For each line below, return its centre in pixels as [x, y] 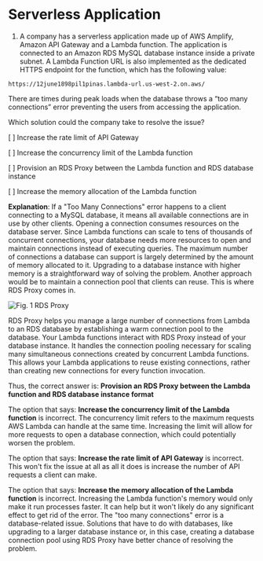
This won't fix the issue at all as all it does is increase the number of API [124, 466]
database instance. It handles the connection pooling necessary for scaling [130, 345]
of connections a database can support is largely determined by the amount [131, 256]
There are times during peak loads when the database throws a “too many [128, 98]
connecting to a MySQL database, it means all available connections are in [128, 214]
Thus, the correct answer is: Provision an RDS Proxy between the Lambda [130, 386]
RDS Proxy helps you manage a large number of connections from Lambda [129, 321]
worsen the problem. [42, 442]
